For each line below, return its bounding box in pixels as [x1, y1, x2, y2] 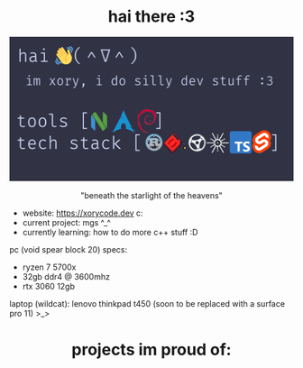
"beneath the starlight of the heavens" [80, 189, 223, 200]
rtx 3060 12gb [22, 281, 75, 291]
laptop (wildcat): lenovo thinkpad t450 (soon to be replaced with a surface [9, 298, 286, 308]
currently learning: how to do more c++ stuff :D [22, 226, 198, 237]
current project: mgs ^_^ [22, 216, 111, 227]
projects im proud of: [71, 340, 232, 360]
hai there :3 [107, 6, 196, 27]
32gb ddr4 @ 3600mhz [22, 271, 111, 281]
